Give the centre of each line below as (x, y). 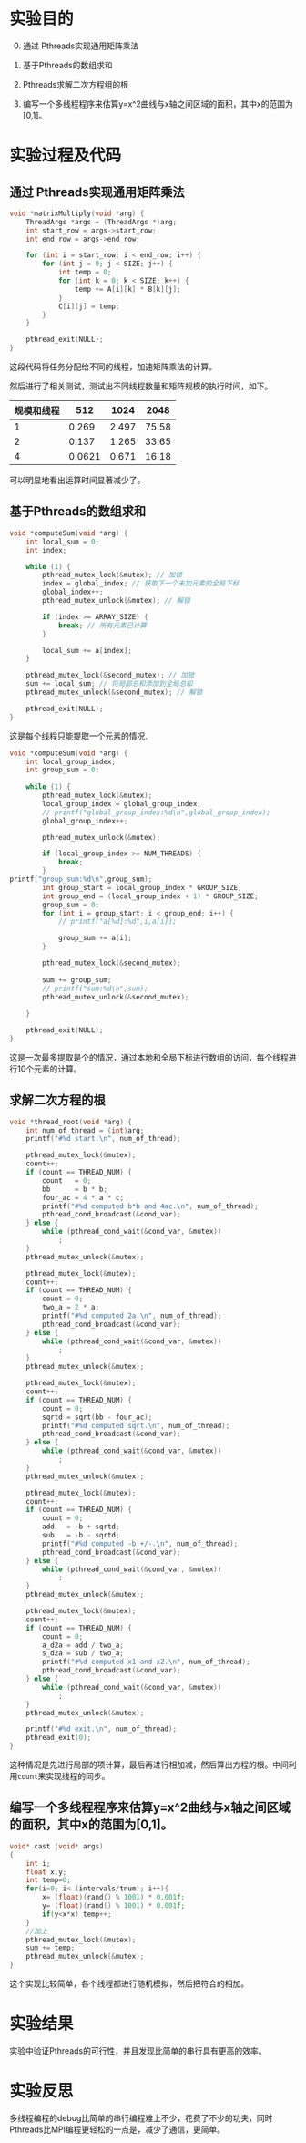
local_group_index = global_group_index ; (122, 803)
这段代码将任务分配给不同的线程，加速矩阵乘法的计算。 (113, 367)
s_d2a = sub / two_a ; (83, 1653)
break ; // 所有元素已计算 (102, 626)
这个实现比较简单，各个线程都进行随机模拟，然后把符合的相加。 (129, 1983)
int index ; (46, 550)
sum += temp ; (51, 1948)
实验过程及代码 (66, 155)
